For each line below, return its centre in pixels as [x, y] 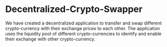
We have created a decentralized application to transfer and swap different [83, 23]
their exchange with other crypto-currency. [50, 39]
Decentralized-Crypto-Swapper [74, 9]
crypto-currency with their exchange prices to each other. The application [83, 28]
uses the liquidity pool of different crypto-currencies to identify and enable [83, 33]
